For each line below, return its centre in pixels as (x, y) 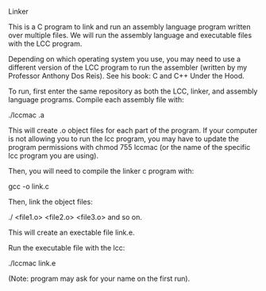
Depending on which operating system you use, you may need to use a (124, 59)
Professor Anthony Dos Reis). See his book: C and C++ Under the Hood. (126, 76)
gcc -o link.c (29, 186)
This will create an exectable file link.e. (71, 232)
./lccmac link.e (32, 263)
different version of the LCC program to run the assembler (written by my (128, 67)
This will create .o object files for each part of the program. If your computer (133, 130)
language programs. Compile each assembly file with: (96, 100)
